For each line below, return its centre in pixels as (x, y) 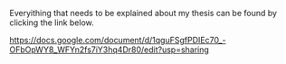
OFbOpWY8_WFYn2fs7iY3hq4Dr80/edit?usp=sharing (110, 50)
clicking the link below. (52, 23)
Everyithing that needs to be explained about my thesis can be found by (143, 13)
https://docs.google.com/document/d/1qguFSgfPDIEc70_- (118, 40)
